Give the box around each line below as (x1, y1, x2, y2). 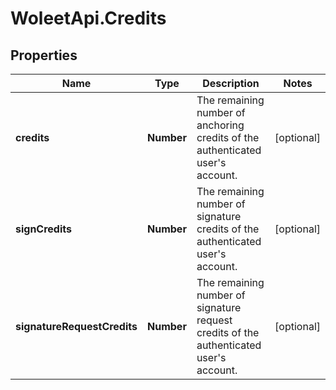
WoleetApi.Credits (10, 7, 167, 30)
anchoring (196, 118, 245, 132)
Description (202, 77, 260, 90)
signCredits (15, 222, 72, 236)
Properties (10, 47, 78, 64)
